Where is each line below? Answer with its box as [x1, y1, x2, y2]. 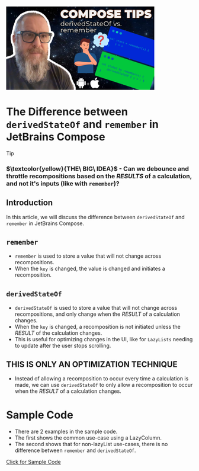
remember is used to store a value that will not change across [14, 252, 162, 259]
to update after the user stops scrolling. [14, 342, 111, 350]
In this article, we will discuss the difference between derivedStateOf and [6, 213, 185, 220]
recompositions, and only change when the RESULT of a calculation [14, 310, 181, 318]
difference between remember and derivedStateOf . [14, 447, 136, 454]
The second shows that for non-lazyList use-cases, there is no [14, 441, 168, 448]
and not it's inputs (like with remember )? [6, 179, 120, 187]
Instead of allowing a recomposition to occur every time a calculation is [14, 375, 189, 382]
